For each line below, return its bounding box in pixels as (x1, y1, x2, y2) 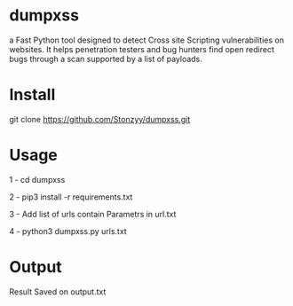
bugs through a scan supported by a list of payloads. (9, 53, 202, 64)
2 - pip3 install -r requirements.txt (9, 192, 133, 202)
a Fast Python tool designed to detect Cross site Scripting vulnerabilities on (9, 35, 284, 45)
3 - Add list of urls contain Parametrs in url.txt (9, 208, 177, 219)
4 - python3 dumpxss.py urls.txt (9, 225, 127, 236)
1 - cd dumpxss (9, 174, 66, 184)
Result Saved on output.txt (9, 286, 107, 297)
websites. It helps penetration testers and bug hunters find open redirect (9, 43, 275, 54)
